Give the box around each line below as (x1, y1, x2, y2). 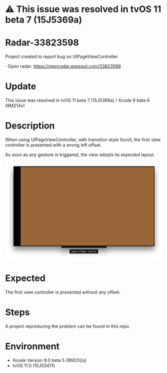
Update (5, 81, 36, 92)
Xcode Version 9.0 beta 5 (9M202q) (12, 357, 86, 363)
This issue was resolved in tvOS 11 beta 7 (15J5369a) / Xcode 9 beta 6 (5, 97, 150, 103)
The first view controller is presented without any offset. (5, 289, 121, 295)
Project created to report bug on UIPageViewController (5, 53, 118, 59)
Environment (5, 341, 60, 352)
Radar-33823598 (5, 37, 79, 48)
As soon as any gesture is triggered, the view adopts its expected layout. (5, 151, 155, 157)
